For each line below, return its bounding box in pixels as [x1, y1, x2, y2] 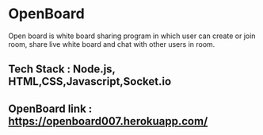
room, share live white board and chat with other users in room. [8, 39, 215, 48]
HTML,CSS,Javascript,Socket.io [8, 75, 172, 88]
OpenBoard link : [8, 102, 93, 115]
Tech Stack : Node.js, [8, 63, 116, 76]
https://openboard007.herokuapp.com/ [8, 114, 208, 128]
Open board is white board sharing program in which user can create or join [8, 31, 256, 40]
